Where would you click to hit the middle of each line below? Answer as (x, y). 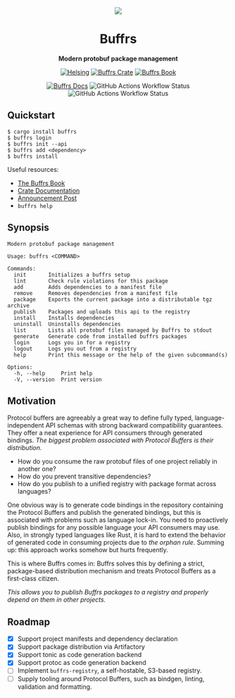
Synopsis (28, 228)
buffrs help (35, 206)
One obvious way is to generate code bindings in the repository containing (115, 505)
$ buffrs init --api (38, 144)
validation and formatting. (55, 687)
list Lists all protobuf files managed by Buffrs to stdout (113, 330)
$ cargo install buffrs (42, 132)
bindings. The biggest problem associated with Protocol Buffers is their (110, 440)
